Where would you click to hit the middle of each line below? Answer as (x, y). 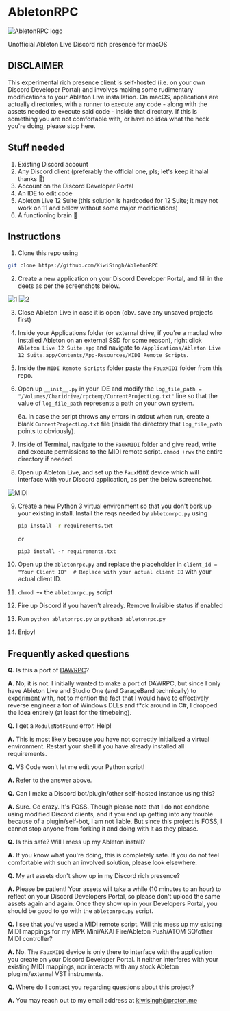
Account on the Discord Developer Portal (76, 186)
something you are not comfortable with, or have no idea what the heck (108, 119)
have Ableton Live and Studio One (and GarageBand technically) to (102, 690)
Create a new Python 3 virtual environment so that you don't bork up (114, 506)
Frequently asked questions (68, 654)
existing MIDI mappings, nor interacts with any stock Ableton (93, 966)
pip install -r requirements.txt (65, 526)
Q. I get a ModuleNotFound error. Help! (60, 726)
